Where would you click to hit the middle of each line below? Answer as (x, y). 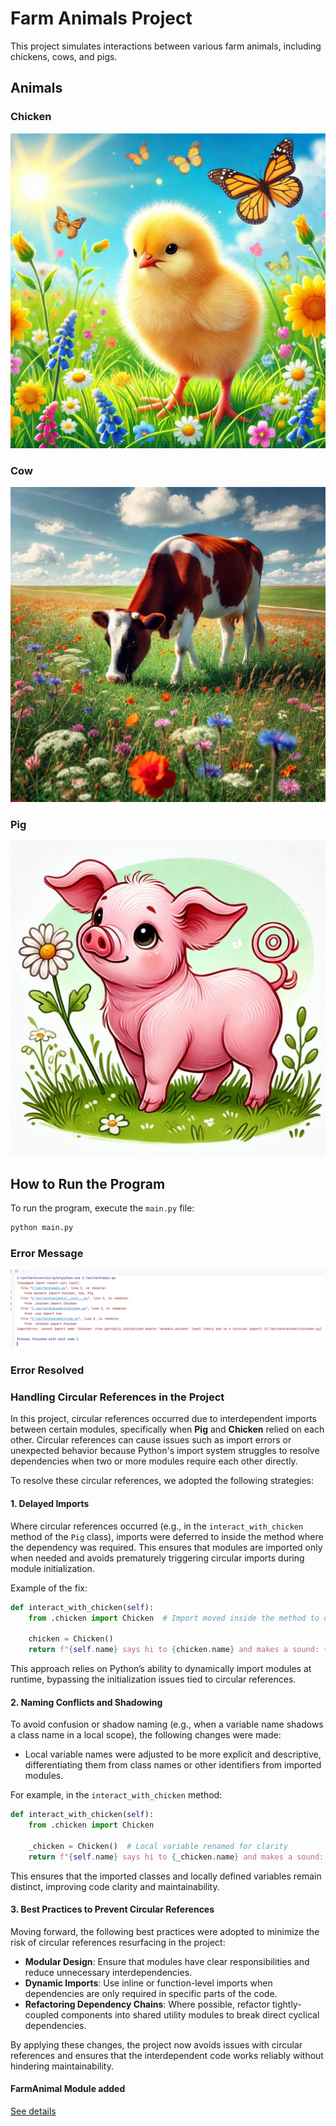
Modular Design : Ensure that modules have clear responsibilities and (167, 1961)
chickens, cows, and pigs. (64, 56)
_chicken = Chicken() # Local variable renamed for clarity (158, 1846)
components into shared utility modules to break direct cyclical (190, 2014)
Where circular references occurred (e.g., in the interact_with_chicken (157, 1526)
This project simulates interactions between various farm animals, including (166, 46)
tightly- (286, 2004)
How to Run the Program (88, 1183)
